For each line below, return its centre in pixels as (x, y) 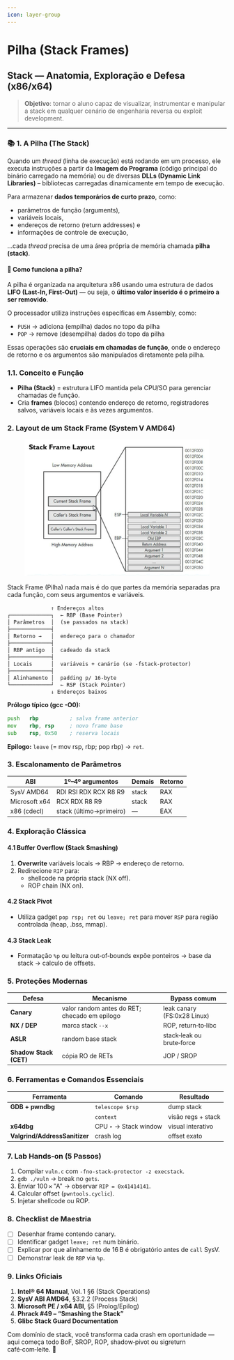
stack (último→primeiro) (91, 811)
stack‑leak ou (182, 1035)
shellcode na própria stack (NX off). (79, 878)
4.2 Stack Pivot (30, 902)
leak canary (180, 1009)
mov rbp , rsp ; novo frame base (65, 726)
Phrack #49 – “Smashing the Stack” (70, 1313)
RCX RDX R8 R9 (79, 801)
